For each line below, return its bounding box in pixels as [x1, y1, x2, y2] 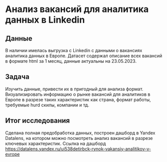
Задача [5, 73, 30, 81]
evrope [5, 151, 20, 157]
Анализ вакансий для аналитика [5, 4, 149, 15]
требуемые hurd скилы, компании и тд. [5, 102, 89, 108]
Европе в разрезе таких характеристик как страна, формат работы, [5, 96, 151, 102]
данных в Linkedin [5, 14, 85, 26]
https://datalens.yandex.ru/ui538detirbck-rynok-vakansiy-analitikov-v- [5, 145, 151, 151]
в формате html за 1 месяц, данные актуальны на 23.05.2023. [5, 58, 137, 64]
